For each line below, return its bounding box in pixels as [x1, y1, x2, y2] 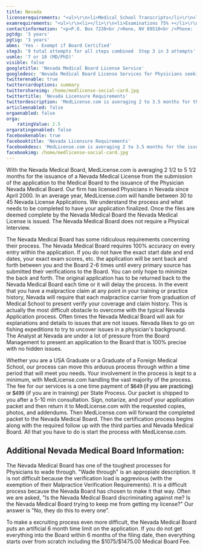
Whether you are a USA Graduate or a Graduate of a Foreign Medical [6, 356, 178, 364]
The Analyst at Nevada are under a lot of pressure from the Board [6, 332, 170, 339]
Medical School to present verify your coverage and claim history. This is [6, 300, 188, 307]
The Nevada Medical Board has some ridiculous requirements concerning [6, 235, 190, 243]
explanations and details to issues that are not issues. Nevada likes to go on [6, 319, 195, 327]
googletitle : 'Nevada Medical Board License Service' [6, 65, 145, 71]
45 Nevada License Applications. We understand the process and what [6, 198, 183, 206]
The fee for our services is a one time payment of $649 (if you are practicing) [6, 382, 193, 390]
